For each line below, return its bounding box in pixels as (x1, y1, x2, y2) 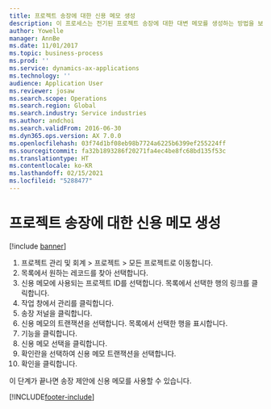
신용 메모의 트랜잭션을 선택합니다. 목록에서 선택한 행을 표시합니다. (20, 318, 228, 328)
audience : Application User (9, 79, 104, 87)
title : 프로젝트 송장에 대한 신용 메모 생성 (9, 11, 136, 20)
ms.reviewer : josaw (9, 86, 75, 95)
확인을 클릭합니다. (20, 358, 77, 368)
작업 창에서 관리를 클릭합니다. (20, 298, 115, 307)
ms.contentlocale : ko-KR (9, 162, 93, 170)
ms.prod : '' (9, 57, 49, 65)
